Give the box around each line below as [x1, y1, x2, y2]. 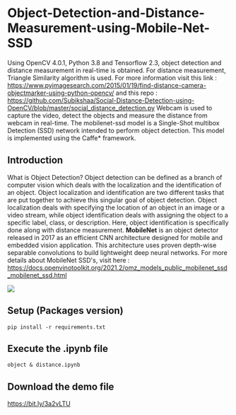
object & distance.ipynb [7, 361, 81, 369]
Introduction [7, 154, 64, 166]
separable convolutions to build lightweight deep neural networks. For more [7, 248, 228, 256]
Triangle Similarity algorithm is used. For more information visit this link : [7, 73, 218, 82]
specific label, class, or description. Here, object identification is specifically [7, 218, 229, 227]
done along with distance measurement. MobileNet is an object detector [7, 225, 219, 234]
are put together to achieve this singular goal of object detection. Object [7, 195, 218, 204]
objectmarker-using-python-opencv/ [7, 89, 114, 97]
